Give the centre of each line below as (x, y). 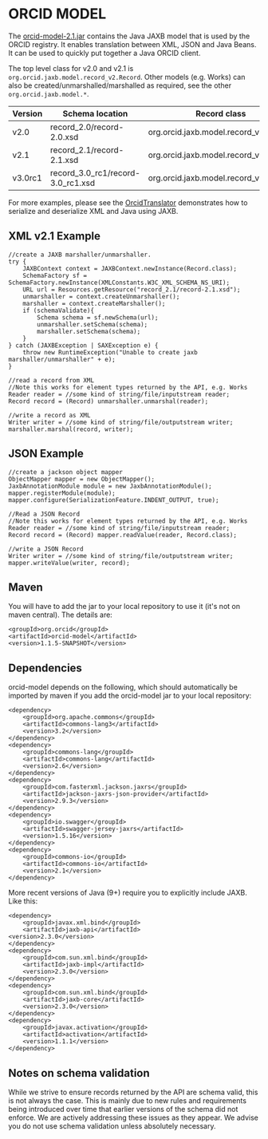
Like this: (23, 901)
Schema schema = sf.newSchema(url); (98, 317)
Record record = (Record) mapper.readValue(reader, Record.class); (123, 535)
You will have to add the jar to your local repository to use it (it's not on (124, 607)
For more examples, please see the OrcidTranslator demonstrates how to (128, 202)
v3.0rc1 (27, 178)
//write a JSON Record (46, 549)
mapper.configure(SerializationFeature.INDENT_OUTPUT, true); (114, 500)
